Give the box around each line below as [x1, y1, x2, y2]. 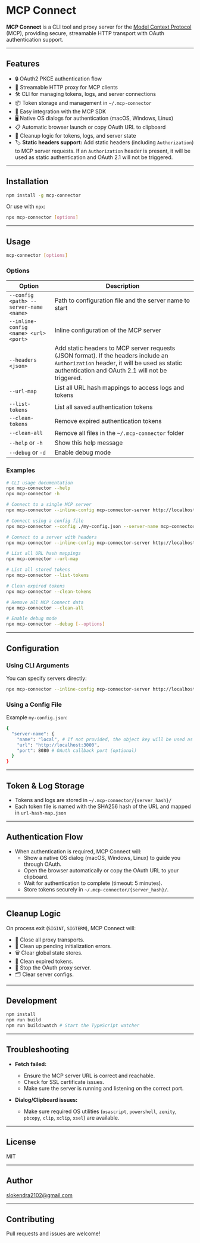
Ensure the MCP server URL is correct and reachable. [23, 1072, 155, 1079]
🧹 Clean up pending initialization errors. [14, 942, 112, 949]
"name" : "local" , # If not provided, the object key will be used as [17, 737, 193, 742]
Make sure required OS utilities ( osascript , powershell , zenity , [23, 1108, 177, 1115]
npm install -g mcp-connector [6, 192, 82, 198]
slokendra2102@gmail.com [6, 1191, 73, 1198]
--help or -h [9, 439, 43, 447]
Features [6, 59, 40, 69]
